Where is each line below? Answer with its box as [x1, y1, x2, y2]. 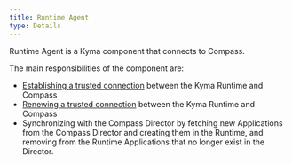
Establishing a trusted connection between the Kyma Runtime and [21, 80, 264, 90]
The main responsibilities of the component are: [9, 63, 185, 74]
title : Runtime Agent [9, 12, 90, 22]
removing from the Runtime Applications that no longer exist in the [21, 137, 264, 147]
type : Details [9, 21, 62, 30]
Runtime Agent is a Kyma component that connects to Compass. [9, 45, 246, 56]
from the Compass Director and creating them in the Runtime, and [21, 127, 264, 137]
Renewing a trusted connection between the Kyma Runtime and [21, 98, 256, 109]
